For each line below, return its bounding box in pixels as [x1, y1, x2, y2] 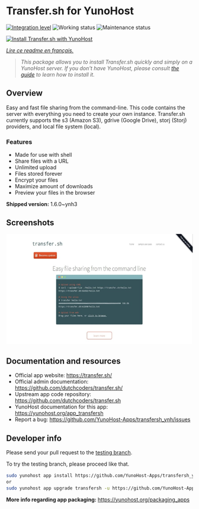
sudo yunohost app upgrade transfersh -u [6, 485, 110, 491]
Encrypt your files [14, 176, 58, 184]
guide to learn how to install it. [20, 71, 95, 78]
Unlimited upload [14, 164, 57, 171]
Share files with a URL [14, 157, 69, 165]
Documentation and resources [6, 356, 121, 366]
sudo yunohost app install [6, 473, 73, 479]
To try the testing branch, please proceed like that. [6, 460, 130, 467]
